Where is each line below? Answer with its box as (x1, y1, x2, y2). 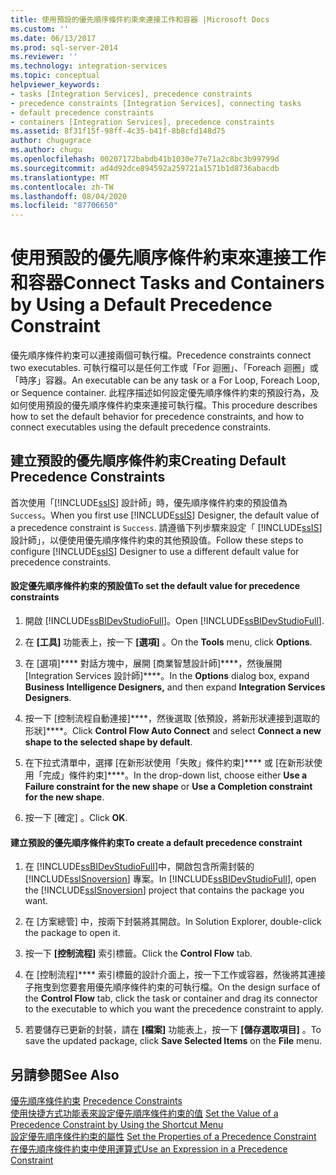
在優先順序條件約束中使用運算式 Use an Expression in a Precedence (10, 1143, 288, 1155)
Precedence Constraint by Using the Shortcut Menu (10, 1119, 224, 1131)
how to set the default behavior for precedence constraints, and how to (10, 411, 305, 423)
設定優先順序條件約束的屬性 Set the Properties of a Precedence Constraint (10, 1131, 317, 1143)
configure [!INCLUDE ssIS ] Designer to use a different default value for (10, 545, 300, 557)
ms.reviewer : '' (10, 52, 78, 62)
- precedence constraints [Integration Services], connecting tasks (10, 98, 302, 108)
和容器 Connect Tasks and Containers (10, 272, 325, 295)
